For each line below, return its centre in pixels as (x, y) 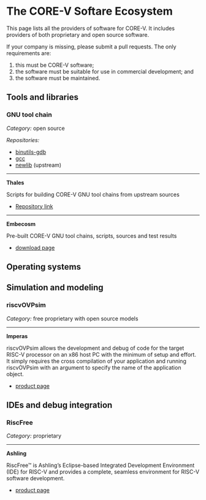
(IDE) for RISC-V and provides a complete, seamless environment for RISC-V (103, 472)
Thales (15, 183)
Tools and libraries (42, 97)
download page (35, 248)
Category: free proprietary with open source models (72, 318)
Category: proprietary (34, 436)
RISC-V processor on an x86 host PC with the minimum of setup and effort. (101, 354)
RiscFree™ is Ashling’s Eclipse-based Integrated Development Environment (101, 465)
